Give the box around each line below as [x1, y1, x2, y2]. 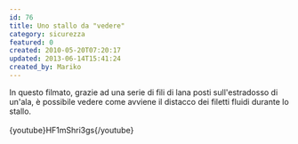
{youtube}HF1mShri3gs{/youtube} [9, 124, 134, 135]
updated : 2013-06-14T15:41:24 [9, 54, 122, 63]
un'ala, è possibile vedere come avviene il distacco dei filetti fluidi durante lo [9, 96, 289, 107]
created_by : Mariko [9, 63, 82, 72]
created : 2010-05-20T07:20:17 [9, 46, 122, 55]
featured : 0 [9, 37, 53, 47]
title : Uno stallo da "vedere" [9, 21, 125, 30]
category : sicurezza [9, 29, 86, 38]
